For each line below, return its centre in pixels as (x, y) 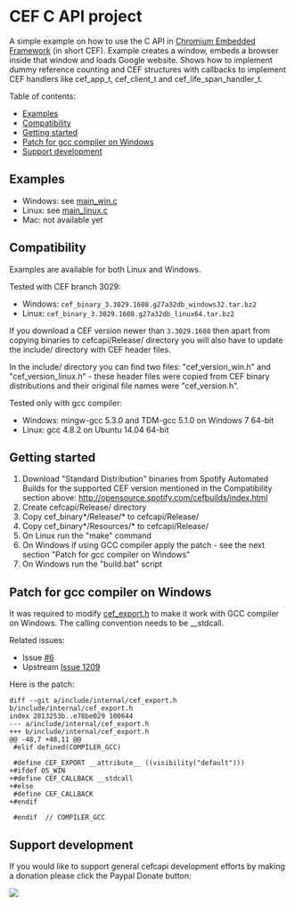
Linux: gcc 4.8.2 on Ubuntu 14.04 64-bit (95, 429)
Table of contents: (42, 96)
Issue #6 (38, 657)
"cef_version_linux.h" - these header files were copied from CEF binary (139, 376)
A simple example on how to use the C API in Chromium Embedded (132, 41)
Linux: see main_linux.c (65, 210)
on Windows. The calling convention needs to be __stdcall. (117, 623)
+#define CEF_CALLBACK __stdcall (71, 779)
